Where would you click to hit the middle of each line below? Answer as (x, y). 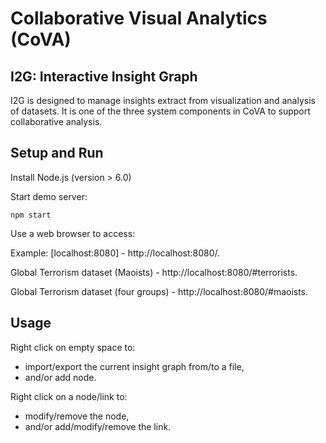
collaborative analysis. (56, 121)
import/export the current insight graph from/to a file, (134, 366)
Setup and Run (57, 153)
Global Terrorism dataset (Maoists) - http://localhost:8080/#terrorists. (154, 272)
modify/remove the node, (77, 416)
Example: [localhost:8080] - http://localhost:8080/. (115, 253)
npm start (31, 215)
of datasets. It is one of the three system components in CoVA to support (160, 111)
